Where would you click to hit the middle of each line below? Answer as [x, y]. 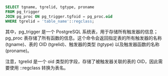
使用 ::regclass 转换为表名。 [39, 67]
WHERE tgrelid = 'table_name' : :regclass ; [50, 21]
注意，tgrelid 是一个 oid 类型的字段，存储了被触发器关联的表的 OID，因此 [82, 61]
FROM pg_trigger [22, 12]
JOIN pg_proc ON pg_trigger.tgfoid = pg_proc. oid [59, 16]
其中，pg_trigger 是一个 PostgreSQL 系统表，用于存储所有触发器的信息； [82, 31]
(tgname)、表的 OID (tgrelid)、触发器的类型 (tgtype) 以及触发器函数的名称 [82, 44]
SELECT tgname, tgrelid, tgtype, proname [50, 7]
